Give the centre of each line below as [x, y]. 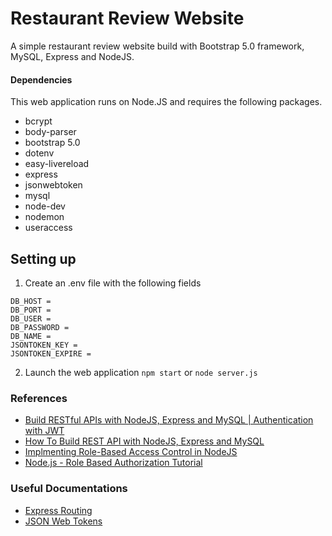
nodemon [44, 217]
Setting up [43, 258]
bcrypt [38, 121]
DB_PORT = [31, 310]
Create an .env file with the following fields [113, 283]
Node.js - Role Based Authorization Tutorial [113, 463]
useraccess [48, 228]
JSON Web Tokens [63, 521]
